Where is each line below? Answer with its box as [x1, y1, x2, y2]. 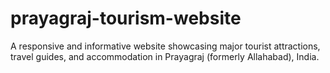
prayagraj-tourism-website [10, 7, 242, 30]
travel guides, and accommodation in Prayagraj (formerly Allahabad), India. [10, 50, 320, 62]
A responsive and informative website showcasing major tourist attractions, [10, 40, 321, 52]
